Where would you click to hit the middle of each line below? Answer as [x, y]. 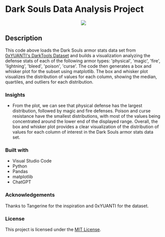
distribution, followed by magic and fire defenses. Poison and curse [81, 111]
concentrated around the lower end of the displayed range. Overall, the [85, 121]
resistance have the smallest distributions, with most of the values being [86, 116]
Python [20, 166]
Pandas [20, 171]
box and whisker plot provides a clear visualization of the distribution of [85, 127]
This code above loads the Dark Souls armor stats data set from [71, 50]
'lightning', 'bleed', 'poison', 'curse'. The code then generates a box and [78, 66]
